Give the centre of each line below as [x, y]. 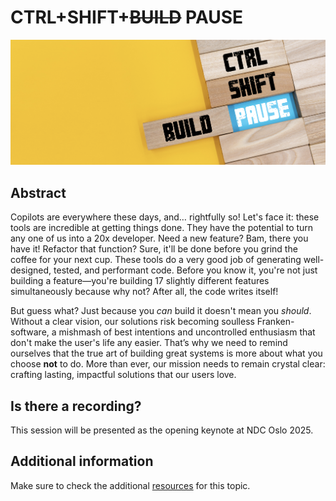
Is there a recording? [76, 406]
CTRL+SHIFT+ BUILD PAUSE [127, 17]
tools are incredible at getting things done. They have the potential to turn [162, 228]
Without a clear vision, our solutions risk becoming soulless [132, 322]
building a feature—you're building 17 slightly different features [140, 281]
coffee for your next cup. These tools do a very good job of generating [156, 260]
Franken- [275, 322]
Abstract [38, 192]
